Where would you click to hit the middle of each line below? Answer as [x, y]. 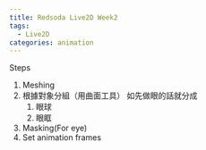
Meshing [39, 85]
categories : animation [51, 42]
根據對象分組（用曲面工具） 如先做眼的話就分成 [110, 96]
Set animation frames [61, 137]
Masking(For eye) [55, 128]
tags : [19, 26]
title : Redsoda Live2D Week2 [64, 17]
